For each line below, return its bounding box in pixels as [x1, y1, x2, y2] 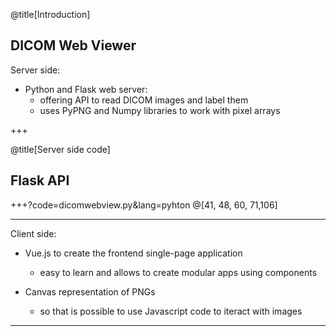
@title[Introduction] [10, 9, 91, 20]
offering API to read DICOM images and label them [39, 94, 249, 106]
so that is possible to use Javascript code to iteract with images [39, 305, 303, 317]
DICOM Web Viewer [10, 37, 137, 54]
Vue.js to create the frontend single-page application [24, 247, 243, 259]
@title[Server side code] [10, 143, 111, 155]
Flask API [10, 172, 70, 189]
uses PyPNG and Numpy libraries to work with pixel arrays [39, 104, 281, 116]
